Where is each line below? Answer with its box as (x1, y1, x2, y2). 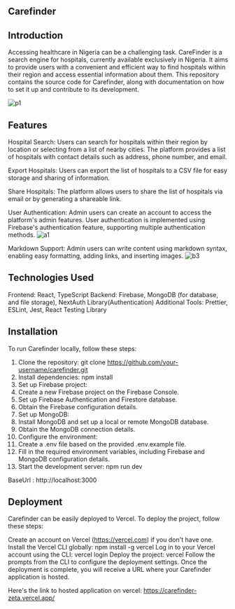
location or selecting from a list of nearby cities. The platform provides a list (8, 145, 226, 153)
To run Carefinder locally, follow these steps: (8, 344, 137, 353)
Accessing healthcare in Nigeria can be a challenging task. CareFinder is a (8, 48, 222, 57)
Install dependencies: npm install (17, 373, 113, 381)
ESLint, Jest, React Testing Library (8, 305, 107, 314)
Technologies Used (8, 272, 94, 284)
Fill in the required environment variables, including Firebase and (17, 447, 205, 456)
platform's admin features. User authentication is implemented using (8, 216, 206, 224)
